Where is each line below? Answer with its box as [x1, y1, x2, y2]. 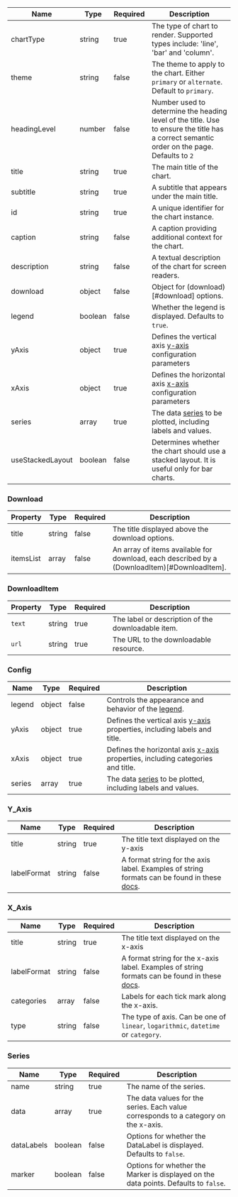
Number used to [152, 97, 205, 107]
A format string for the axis [121, 855, 210, 865]
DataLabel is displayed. [126, 1139, 204, 1149]
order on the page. [152, 142, 214, 151]
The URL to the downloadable [112, 635, 211, 645]
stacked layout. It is [152, 455, 216, 464]
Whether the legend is [152, 302, 225, 312]
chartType [11, 35, 45, 44]
